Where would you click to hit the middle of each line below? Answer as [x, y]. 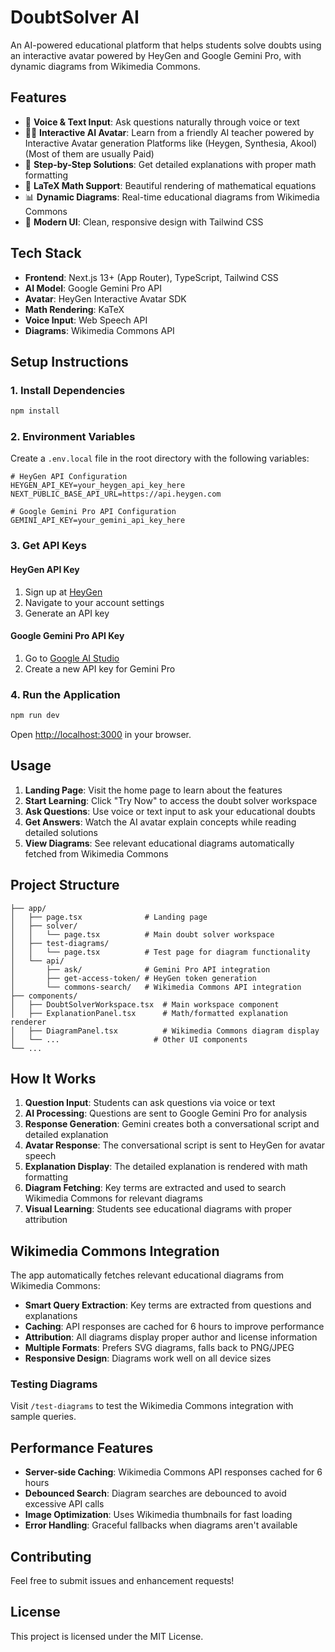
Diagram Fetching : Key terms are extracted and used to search [155, 1188]
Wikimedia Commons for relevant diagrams [113, 1198]
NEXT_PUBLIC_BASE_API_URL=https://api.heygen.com [116, 494]
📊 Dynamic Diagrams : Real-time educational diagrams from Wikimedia [172, 197]
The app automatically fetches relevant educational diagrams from [147, 1275]
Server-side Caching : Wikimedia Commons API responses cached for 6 [173, 1472]
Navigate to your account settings [94, 602]
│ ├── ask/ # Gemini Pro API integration [140, 969]
